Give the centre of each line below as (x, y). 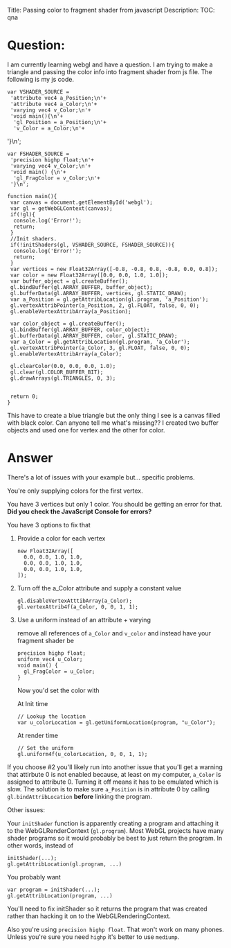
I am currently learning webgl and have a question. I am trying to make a (110, 64)
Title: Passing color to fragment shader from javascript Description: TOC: (111, 10)
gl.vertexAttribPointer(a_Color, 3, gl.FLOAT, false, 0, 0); (100, 348)
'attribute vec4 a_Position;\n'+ (58, 98)
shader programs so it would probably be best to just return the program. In (115, 838)
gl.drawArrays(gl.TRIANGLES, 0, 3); (63, 378)
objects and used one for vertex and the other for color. (86, 430)
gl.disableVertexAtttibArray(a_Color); (75, 601)
